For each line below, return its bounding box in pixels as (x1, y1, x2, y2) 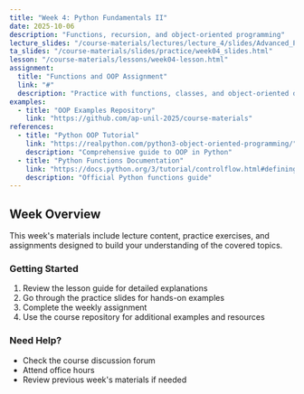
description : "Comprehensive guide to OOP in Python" (25, 147, 233, 156)
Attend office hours (22, 364, 95, 375)
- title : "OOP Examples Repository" (17, 106, 156, 115)
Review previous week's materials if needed (22, 374, 187, 385)
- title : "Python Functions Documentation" (17, 155, 184, 165)
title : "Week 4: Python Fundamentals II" (9, 13, 168, 23)
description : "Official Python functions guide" (25, 173, 213, 182)
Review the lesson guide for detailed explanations (22, 283, 208, 294)
